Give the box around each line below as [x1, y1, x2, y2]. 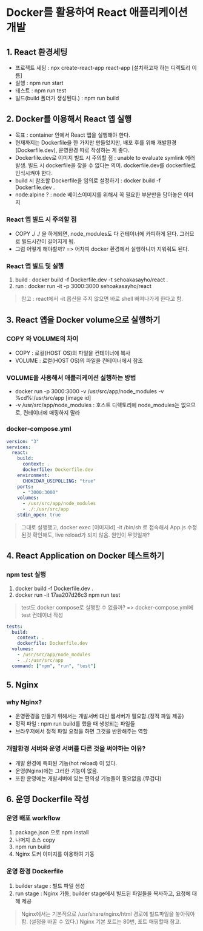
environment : [17, 472, 50, 478]
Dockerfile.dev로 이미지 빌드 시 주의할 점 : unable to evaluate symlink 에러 [15, 154, 195, 161]
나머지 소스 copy [15, 836, 56, 843]
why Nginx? [6, 698, 42, 706]
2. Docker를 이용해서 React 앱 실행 [6, 114, 132, 125]
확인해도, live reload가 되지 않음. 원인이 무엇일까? [32, 531, 150, 538]
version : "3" [6, 438, 39, 444]
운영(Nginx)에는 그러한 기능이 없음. [15, 767, 99, 774]
